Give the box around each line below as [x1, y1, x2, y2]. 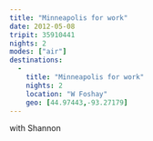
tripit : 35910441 [9, 30, 76, 39]
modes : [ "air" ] [9, 47, 67, 56]
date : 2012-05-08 [9, 22, 76, 31]
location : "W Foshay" [25, 89, 107, 98]
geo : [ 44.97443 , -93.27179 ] [25, 97, 128, 107]
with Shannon [9, 123, 61, 134]
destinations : [9, 55, 64, 65]
